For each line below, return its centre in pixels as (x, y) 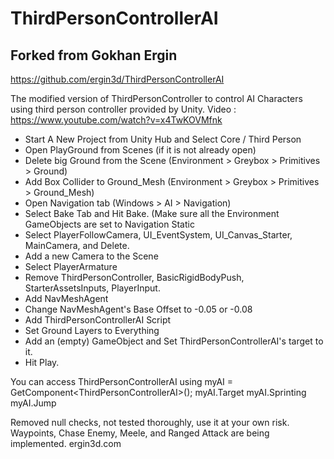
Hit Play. (42, 362)
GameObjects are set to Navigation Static (109, 224)
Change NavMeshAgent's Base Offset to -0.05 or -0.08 (138, 309)
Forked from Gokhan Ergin (94, 55)
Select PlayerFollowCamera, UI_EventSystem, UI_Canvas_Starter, (158, 235)
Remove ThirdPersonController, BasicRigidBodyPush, (134, 277)
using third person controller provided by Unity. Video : (123, 109)
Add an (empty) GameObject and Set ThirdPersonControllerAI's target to (174, 341)
